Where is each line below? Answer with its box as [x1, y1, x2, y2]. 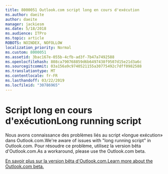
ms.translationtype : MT [5, 69, 56, 74]
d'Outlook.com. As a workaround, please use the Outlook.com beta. [5, 148, 146, 154]
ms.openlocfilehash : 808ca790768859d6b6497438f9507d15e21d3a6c [5, 59, 142, 64]
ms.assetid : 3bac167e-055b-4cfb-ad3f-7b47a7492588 [5, 54, 115, 60]
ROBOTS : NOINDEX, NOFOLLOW [5, 40, 62, 46]
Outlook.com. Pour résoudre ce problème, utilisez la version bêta [5, 143, 141, 149]
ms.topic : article [5, 36, 44, 41]
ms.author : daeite [5, 12, 44, 17]
